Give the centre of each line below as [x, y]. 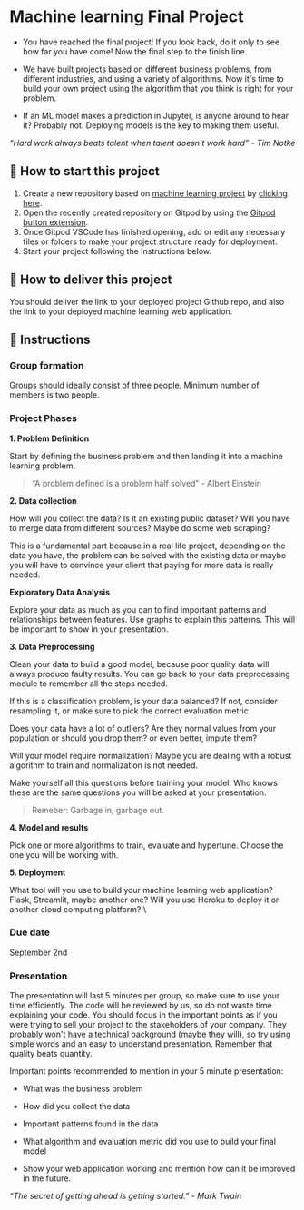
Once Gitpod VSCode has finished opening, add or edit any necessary [154, 231]
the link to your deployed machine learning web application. [121, 311]
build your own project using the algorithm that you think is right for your [158, 88]
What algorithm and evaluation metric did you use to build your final [149, 1142]
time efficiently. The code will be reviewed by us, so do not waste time [141, 1006]
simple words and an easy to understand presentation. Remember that [141, 1044]
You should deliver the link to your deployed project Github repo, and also [147, 301]
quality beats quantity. [51, 1054]
